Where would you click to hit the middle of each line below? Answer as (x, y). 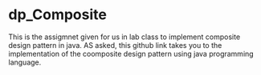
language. (25, 62)
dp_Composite (57, 15)
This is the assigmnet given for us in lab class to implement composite (124, 37)
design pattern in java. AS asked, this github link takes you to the (115, 45)
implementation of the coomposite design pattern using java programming (131, 53)
